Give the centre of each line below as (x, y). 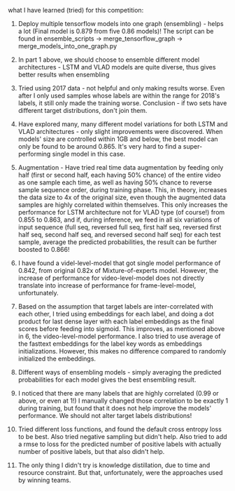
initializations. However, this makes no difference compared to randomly (122, 351)
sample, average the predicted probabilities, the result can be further (117, 242)
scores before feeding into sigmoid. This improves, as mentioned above (121, 329)
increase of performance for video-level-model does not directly (111, 278)
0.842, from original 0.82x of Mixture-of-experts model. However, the (118, 270)
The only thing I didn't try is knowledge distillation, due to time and (114, 465)
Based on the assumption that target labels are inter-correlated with (116, 307)
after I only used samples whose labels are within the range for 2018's (119, 95)
